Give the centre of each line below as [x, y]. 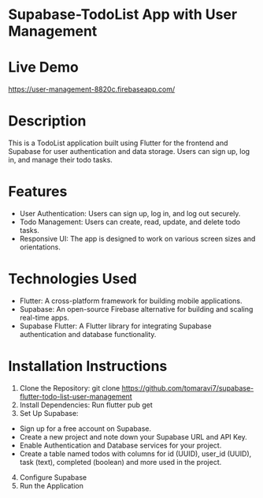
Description [47, 121]
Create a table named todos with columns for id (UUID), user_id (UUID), [135, 453]
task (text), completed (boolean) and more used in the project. [120, 462]
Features [38, 192]
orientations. [40, 247]
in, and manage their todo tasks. [60, 160]
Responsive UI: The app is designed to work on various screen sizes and [137, 239]
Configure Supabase [53, 477]
